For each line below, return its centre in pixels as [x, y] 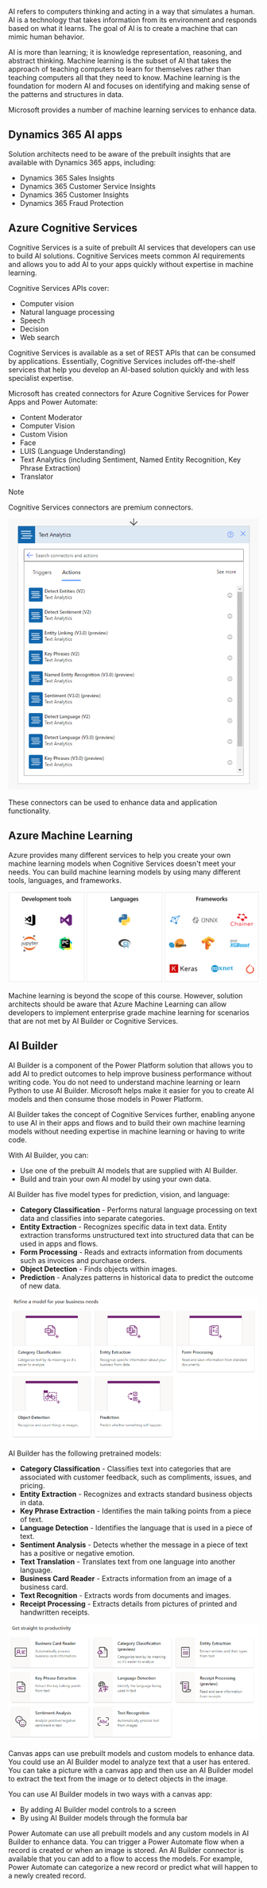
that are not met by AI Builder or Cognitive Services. [93, 1022]
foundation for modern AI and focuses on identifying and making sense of [129, 86]
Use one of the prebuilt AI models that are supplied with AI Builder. [129, 1170]
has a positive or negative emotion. [77, 1553]
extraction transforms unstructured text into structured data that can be [137, 1235]
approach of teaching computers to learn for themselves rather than [120, 69]
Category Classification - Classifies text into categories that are [126, 1469]
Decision [34, 328]
